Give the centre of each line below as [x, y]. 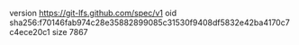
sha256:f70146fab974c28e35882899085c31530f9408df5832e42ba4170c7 [149, 22]
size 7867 [70, 32]
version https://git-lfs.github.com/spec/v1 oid [93, 13]
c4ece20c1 [30, 32]
